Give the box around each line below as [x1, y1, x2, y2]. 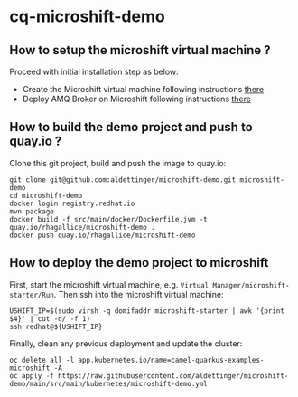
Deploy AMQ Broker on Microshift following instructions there [22, 93, 251, 104]
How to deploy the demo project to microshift [9, 255, 269, 270]
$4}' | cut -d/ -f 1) [9, 314, 91, 323]
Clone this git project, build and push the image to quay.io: [9, 157, 227, 168]
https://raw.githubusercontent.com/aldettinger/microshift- [57, 371, 289, 381]
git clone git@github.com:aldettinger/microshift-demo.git [9, 175, 237, 184]
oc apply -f [9, 371, 54, 381]
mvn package [9, 206, 54, 216]
